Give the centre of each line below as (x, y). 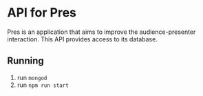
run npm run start (43, 85)
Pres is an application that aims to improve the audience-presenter (101, 32)
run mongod (32, 77)
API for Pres (42, 13)
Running (26, 61)
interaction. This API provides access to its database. (83, 39)
